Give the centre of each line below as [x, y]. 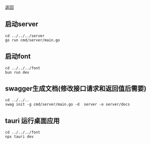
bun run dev [17, 72]
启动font [18, 56]
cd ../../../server [25, 36]
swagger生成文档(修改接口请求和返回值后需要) [76, 89]
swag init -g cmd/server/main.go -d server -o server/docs [68, 105]
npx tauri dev [20, 137]
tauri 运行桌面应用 [32, 121]
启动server [22, 24]
